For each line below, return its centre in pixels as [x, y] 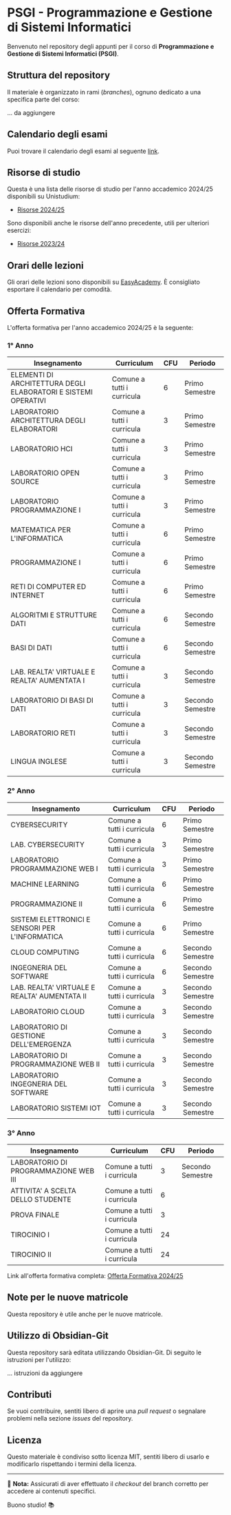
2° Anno [21, 791]
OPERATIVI [29, 401]
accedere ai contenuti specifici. [52, 1491]
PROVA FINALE [35, 1215]
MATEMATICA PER [41, 530]
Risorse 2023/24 [41, 244]
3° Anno [21, 1133]
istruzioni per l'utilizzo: [39, 1359]
